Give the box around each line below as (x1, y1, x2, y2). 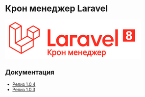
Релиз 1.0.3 (12, 86, 36, 92)
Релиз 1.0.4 (12, 81, 36, 87)
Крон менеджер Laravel (5, 3, 108, 14)
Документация (5, 68, 55, 76)
